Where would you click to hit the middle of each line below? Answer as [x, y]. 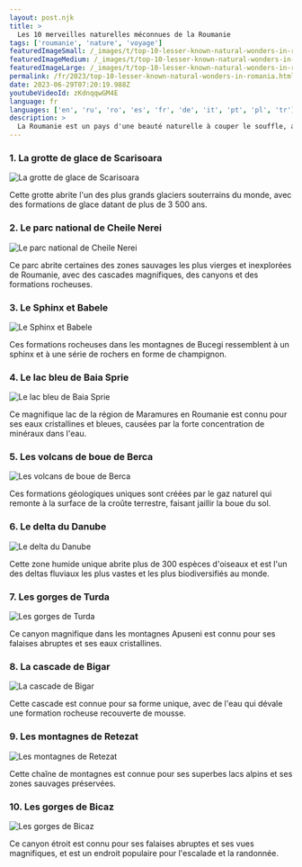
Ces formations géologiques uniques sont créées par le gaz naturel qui [141, 494]
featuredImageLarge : [48, 68]
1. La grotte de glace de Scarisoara [86, 158]
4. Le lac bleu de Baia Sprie [69, 377]
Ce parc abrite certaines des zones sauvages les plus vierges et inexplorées [151, 265]
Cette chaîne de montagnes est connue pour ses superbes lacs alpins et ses [151, 773]
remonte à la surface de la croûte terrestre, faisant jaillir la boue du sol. [140, 503]
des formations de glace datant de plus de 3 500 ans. [109, 204]
